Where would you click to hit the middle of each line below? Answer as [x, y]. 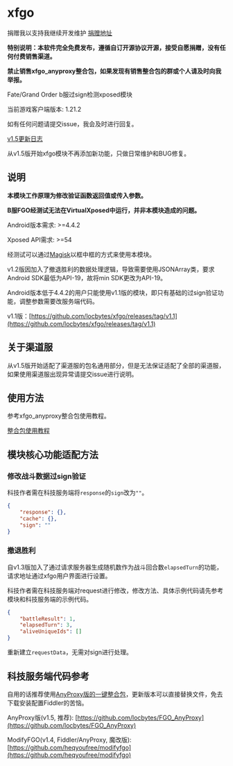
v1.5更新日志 [25, 138]
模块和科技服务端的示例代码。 [50, 599]
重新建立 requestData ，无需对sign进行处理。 [70, 652]
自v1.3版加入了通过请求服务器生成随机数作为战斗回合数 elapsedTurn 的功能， [115, 567]
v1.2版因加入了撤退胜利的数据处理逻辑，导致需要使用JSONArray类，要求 [111, 269]
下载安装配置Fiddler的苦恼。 [48, 703]
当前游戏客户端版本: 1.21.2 [44, 109]
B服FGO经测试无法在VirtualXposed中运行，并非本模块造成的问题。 [104, 210]
